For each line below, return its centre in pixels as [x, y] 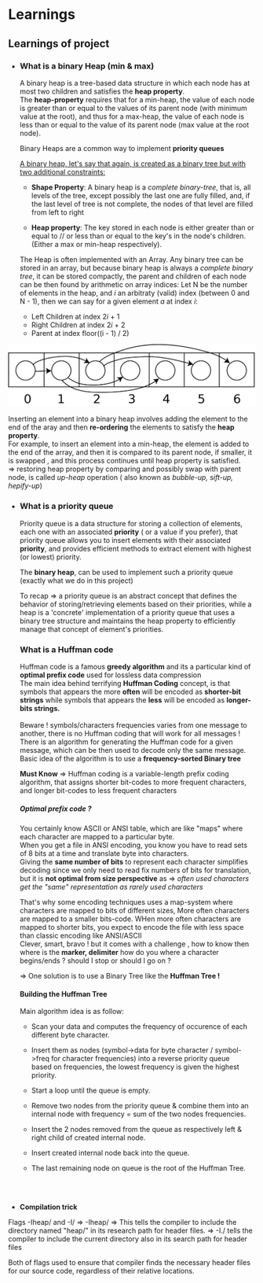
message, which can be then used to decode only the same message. [133, 750]
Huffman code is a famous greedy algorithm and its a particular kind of [135, 666]
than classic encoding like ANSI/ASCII [80, 935]
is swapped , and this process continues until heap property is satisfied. [124, 461]
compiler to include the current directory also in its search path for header [128, 1239]
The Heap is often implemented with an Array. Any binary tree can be [131, 259]
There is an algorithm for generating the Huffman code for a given [126, 742]
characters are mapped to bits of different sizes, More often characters [134, 910]
